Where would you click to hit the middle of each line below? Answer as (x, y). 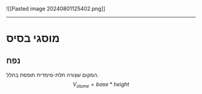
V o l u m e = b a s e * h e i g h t (101, 85)
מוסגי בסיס (33, 39)
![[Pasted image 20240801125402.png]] (56, 9)
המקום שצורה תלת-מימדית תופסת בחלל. (53, 75)
